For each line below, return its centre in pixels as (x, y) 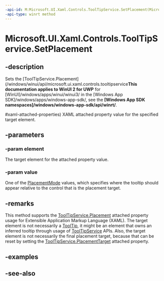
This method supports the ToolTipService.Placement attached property (77, 215)
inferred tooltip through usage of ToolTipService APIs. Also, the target (75, 231)
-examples (22, 257)
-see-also (20, 273)
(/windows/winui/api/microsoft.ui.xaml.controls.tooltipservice (67, 84)
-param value (21, 172)
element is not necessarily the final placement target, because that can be (80, 236)
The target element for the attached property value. (57, 159)
